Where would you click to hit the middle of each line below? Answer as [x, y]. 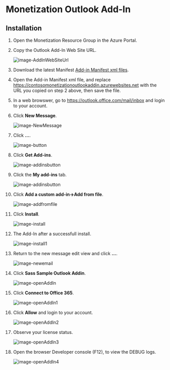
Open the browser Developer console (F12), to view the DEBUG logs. [84, 352]
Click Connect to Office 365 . [43, 293]
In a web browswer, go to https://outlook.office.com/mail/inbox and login [89, 100]
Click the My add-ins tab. [40, 175]
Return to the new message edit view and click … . [65, 253]
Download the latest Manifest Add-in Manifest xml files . [71, 70]
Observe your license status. [43, 332]
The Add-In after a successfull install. [52, 234]
